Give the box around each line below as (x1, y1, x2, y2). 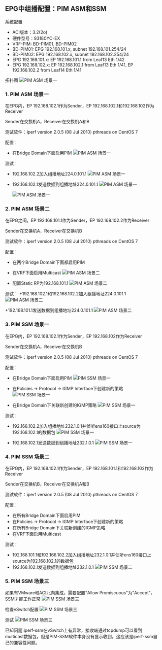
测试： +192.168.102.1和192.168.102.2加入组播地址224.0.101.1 (5, 291, 127, 297)
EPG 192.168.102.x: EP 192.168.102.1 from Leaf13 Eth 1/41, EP (12, 62, 133, 68)
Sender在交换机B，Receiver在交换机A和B (5, 481, 90, 487)
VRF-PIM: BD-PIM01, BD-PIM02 (12, 41, 77, 47)
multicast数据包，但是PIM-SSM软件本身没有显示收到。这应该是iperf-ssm (5, 634, 154, 640)
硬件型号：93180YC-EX (12, 35, 60, 41)
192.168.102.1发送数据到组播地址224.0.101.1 (12, 181, 98, 187)
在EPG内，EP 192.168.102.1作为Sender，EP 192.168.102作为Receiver (5, 333, 142, 339)
